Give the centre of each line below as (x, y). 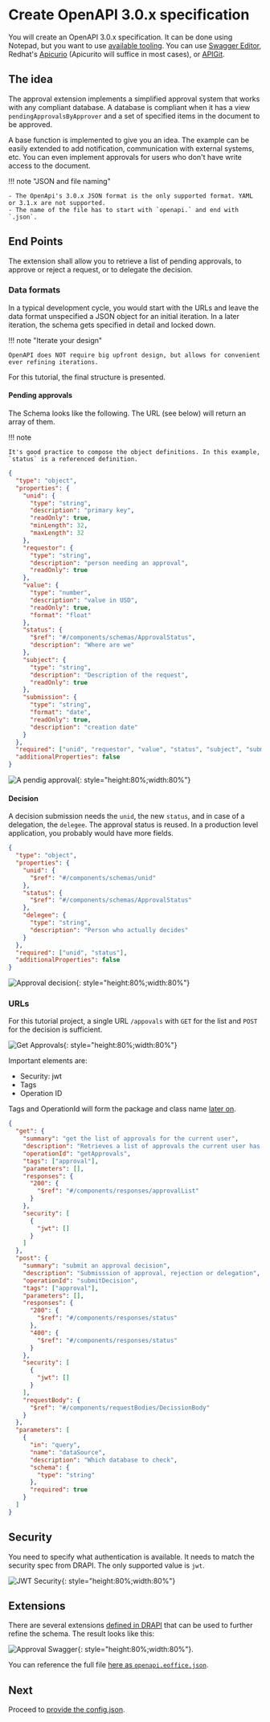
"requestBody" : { (52, 1400)
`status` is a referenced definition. (73, 460)
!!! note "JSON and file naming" (59, 181)
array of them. (32, 422)
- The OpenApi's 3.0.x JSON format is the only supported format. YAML (131, 196)
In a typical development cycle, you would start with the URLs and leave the (134, 308)
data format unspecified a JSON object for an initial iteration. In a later (124, 316)
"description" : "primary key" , (82, 511)
